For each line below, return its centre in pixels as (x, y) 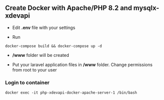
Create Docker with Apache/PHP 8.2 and (69, 8)
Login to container (27, 82)
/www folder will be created (41, 55)
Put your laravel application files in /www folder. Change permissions (82, 64)
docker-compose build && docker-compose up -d (54, 46)
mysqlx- (146, 8)
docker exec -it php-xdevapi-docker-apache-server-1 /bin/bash (71, 93)
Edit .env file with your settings (44, 27)
